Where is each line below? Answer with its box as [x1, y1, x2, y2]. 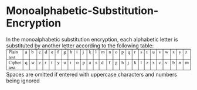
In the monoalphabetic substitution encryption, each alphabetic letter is [6, 36, 178, 43]
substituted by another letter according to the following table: [6, 42, 154, 49]
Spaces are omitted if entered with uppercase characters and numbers [6, 71, 178, 78]
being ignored [6, 77, 40, 84]
